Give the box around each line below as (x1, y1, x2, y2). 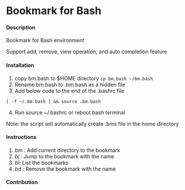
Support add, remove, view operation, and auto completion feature (6, 48, 167, 55)
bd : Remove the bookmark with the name (14, 165, 116, 172)
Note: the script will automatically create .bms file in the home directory (6, 120, 179, 127)
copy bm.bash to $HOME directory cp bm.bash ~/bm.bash (14, 74, 153, 82)
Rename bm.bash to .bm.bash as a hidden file (14, 81, 126, 88)
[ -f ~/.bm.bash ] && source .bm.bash (6, 99, 101, 104)
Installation (6, 62, 34, 69)
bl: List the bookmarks (14, 159, 69, 166)
